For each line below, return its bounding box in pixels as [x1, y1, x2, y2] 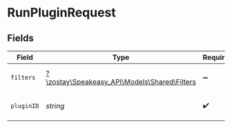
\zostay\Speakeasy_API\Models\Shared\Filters [46, 77, 197, 87]
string [46, 101, 65, 111]
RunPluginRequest [7, 5, 116, 21]
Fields [7, 32, 35, 44]
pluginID [10, 102, 39, 109]
